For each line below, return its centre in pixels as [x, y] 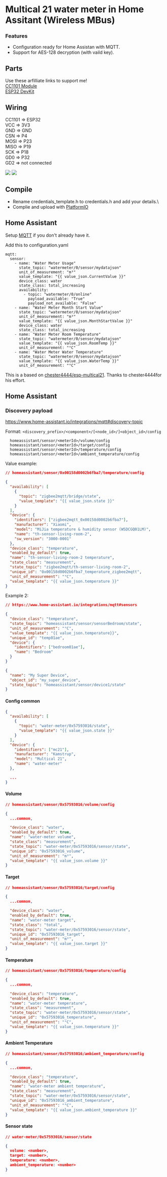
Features [16, 36]
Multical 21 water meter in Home [75, 9]
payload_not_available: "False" [62, 303]
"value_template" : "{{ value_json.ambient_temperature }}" [74, 1110]
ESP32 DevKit [20, 91]
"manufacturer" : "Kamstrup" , [45, 754]
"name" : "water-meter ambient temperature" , [58, 1086]
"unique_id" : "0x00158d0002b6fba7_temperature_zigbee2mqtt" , [76, 572]
